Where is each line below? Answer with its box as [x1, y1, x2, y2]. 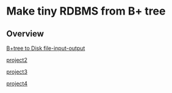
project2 [6, 57, 27, 63]
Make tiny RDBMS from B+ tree [6, 4, 166, 18]
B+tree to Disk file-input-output [6, 44, 85, 52]
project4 [6, 80, 27, 87]
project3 [6, 68, 27, 75]
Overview [6, 29, 45, 39]
